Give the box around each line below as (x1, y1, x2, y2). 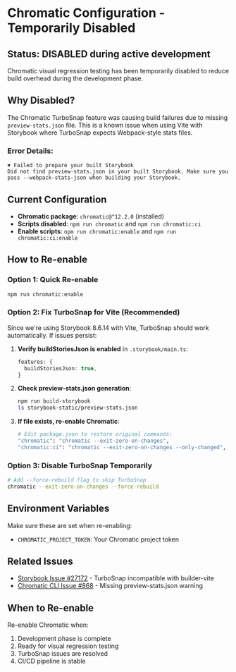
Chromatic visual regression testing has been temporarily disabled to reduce (7, 67, 230, 75)
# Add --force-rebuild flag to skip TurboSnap (7, 477, 147, 484)
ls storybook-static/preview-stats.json (17, 404, 138, 412)
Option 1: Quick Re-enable (7, 275, 99, 285)
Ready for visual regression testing (17, 642, 119, 650)
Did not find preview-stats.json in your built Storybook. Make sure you (7, 168, 229, 176)
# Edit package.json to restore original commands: (17, 431, 173, 438)
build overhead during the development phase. (7, 74, 143, 83)
